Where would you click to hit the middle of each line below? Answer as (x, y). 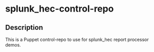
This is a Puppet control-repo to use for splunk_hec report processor (77, 39)
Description (24, 28)
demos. (13, 45)
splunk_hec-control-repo (60, 9)
